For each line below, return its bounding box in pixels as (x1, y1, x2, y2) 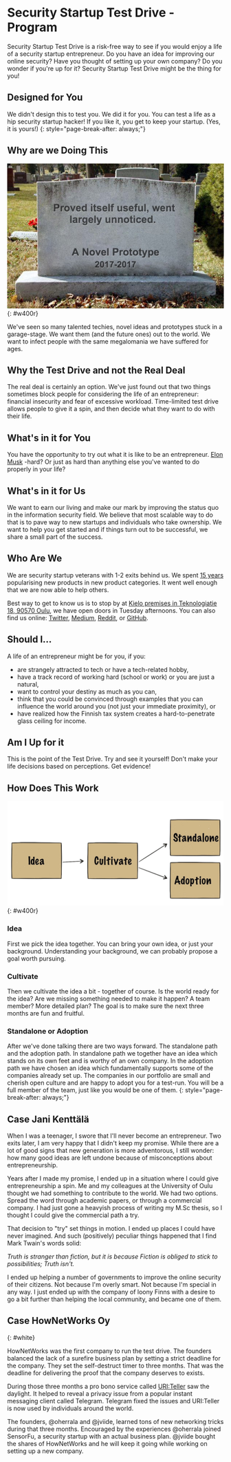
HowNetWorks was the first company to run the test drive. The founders (7, 1347, 212, 1355)
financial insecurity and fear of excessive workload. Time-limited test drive (7, 397, 219, 406)
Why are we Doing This (7, 145, 109, 157)
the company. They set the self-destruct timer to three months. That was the (7, 1361, 224, 1370)
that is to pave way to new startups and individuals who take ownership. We (7, 518, 222, 526)
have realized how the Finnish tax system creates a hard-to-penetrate (16, 709, 215, 718)
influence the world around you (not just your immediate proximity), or (16, 702, 216, 710)
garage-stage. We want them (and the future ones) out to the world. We (7, 330, 211, 338)
